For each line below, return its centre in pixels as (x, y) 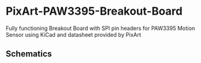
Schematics (29, 54)
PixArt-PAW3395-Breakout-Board (94, 11)
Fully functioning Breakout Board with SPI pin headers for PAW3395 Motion (100, 28)
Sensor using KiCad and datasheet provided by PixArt (74, 34)
